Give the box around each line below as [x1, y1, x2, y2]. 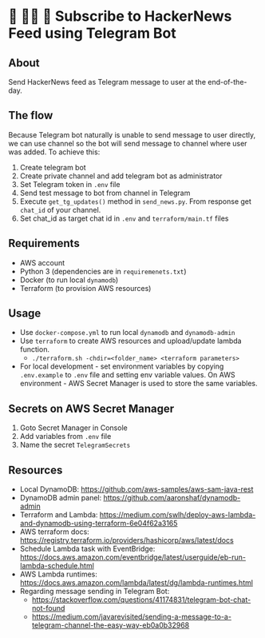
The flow [8, 109, 53, 122]
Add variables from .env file [19, 432, 112, 441]
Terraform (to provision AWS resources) [19, 283, 152, 293]
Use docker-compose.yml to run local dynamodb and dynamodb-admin [19, 328, 235, 337]
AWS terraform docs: [19, 527, 89, 536]
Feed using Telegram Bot [8, 24, 177, 42]
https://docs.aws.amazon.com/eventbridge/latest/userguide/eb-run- [19, 552, 246, 562]
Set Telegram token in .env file [19, 179, 121, 189]
